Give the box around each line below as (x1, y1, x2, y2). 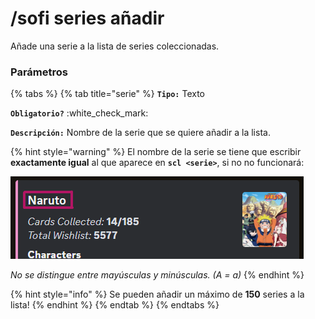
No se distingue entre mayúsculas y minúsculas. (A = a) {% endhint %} (10, 269, 305, 281)
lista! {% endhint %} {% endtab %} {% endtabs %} (10, 299, 220, 311)
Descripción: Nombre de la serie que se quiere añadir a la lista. (10, 127, 271, 139)
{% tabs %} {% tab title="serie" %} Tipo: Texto (10, 88, 205, 100)
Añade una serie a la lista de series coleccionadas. (10, 40, 220, 52)
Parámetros (10, 65, 68, 79)
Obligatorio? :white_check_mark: (10, 107, 149, 119)
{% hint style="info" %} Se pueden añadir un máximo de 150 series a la (10, 288, 305, 301)
